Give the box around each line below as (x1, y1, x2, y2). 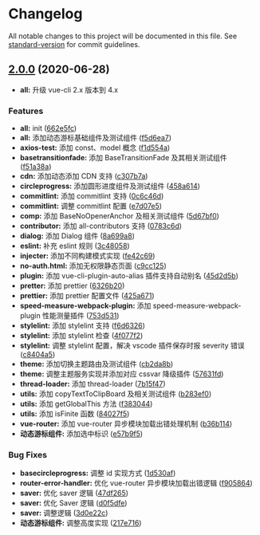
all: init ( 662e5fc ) (19, 124, 77, 133)
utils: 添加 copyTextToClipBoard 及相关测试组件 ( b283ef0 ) (19, 389, 212, 399)
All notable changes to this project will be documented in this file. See (8, 31, 238, 41)
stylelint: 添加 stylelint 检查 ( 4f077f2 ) (19, 331, 144, 340)
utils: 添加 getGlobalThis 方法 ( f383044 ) (19, 399, 153, 409)
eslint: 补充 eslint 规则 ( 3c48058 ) (19, 241, 130, 251)
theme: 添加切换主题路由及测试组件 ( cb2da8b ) (19, 360, 174, 369)
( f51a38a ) (19, 162, 52, 171)
